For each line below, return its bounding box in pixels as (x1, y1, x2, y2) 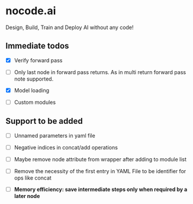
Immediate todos (5, 41, 69, 51)
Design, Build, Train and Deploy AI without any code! (5, 24, 134, 31)
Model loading (14, 87, 50, 94)
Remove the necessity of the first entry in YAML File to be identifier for (14, 168, 186, 174)
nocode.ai (5, 4, 56, 18)
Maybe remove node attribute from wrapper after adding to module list (14, 155, 187, 162)
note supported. (14, 75, 54, 82)
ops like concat (14, 174, 52, 181)
